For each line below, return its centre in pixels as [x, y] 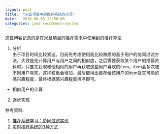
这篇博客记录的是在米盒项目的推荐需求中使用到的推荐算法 [63, 38]
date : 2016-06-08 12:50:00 [35, 19]
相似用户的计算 [27, 89]
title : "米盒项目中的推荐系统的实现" [40, 14]
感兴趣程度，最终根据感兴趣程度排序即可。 [55, 79]
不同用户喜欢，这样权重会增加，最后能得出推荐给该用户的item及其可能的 [86, 73]
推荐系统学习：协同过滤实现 [40, 121]
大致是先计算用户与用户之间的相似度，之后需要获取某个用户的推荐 [88, 61]
